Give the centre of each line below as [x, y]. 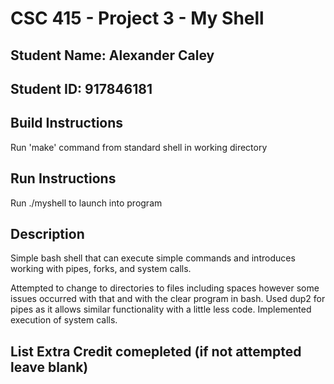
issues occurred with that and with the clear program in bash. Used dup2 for [168, 299]
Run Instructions [63, 178]
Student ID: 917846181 [81, 88]
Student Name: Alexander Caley [112, 55]
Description [47, 233]
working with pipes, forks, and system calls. [101, 269]
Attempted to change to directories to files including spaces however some [165, 288]
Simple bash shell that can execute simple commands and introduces [153, 258]
